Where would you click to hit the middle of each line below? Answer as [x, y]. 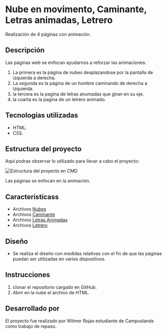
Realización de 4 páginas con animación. [48, 34]
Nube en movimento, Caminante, [76, 9]
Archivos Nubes [29, 209]
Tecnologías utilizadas [42, 115]
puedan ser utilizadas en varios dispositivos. [59, 259]
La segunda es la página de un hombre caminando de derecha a [80, 83]
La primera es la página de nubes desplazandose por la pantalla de [83, 72]
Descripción [25, 50]
